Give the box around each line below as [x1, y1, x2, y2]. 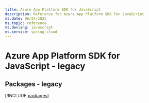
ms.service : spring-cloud [5, 29, 57, 34]
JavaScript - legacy [5, 61, 86, 72]
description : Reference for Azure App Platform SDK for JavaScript [5, 12, 145, 16]
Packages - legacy [5, 80, 62, 88]
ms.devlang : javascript [5, 25, 53, 30]
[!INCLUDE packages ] [5, 93, 49, 98]
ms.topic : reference [5, 20, 47, 26]
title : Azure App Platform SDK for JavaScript [5, 7, 101, 12]
